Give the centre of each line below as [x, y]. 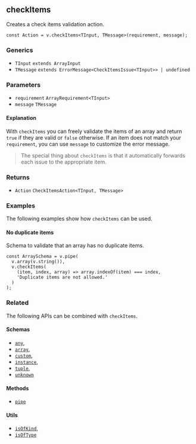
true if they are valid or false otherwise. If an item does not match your [94, 137]
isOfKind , [27, 428]
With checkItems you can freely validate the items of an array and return [94, 131]
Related [18, 303]
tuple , [22, 368]
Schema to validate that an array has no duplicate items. [75, 246]
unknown [24, 375]
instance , [27, 362]
